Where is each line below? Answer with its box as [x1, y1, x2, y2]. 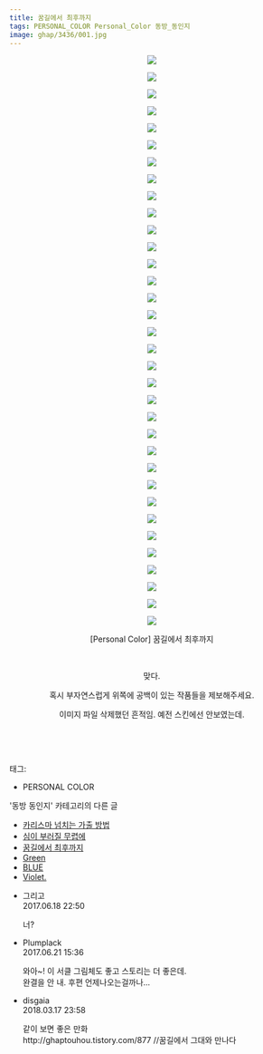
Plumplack [22, 937, 62, 948]
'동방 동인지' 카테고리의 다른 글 [9, 800, 118, 811]
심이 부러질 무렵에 [22, 831, 86, 842]
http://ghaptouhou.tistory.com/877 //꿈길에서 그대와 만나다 [22, 1035, 237, 1046]
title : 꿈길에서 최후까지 [9, 13, 92, 23]
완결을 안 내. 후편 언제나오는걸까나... [22, 977, 151, 988]
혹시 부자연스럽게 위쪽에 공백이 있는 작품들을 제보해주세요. [49, 690, 255, 701]
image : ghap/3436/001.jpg [9, 30, 107, 39]
